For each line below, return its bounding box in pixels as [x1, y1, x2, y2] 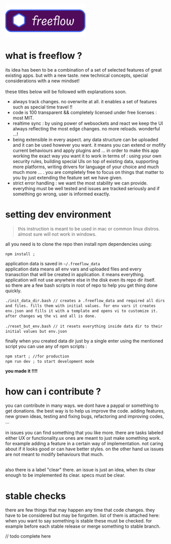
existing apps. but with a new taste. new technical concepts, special [5, 72, 148, 78]
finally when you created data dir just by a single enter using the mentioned [5, 337, 163, 344]
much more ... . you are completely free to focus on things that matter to [12, 169, 164, 175]
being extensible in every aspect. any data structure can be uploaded [12, 137, 159, 143]
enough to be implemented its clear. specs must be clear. [5, 472, 126, 479]
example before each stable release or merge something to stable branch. [5, 523, 161, 530]
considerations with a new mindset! [5, 78, 80, 84]
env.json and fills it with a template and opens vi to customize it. [5, 308, 158, 313]
